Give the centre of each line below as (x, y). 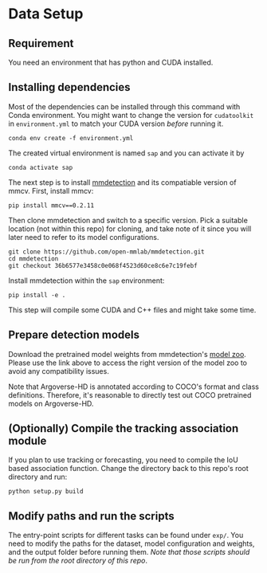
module (27, 441)
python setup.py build (46, 492)
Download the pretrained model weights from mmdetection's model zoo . (128, 354)
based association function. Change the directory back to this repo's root (128, 469)
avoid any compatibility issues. (59, 371)
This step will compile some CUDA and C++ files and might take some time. (132, 310)
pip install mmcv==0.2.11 (51, 205)
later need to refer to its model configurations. (84, 237)
